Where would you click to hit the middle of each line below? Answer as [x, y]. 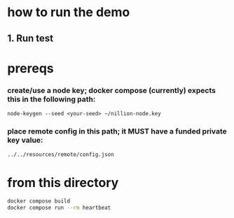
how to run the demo [69, 12]
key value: [25, 140]
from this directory [63, 182]
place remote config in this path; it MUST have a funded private [117, 131]
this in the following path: [51, 99]
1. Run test [30, 38]
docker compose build [39, 201]
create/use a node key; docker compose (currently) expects [111, 90]
